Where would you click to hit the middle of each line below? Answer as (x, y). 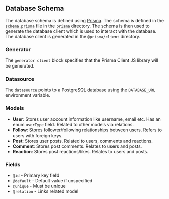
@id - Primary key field (36, 175)
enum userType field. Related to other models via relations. (73, 124)
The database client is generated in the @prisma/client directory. (73, 36)
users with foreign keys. (37, 135)
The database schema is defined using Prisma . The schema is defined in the (85, 20)
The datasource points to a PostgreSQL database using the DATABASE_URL (80, 90)
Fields (13, 164)
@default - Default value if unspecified (52, 181)
